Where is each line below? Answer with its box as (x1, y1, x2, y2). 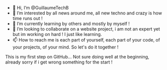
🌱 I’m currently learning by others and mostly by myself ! (12, 20, 130, 26)
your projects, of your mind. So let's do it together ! (12, 44, 119, 50)
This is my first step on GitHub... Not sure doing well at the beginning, (5, 54, 149, 59)
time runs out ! (12, 15, 43, 21)
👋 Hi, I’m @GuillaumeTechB (12, 5, 69, 10)
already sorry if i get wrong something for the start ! (5, 59, 113, 65)
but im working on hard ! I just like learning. (12, 31, 102, 37)
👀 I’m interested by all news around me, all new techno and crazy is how (12, 10, 162, 16)
